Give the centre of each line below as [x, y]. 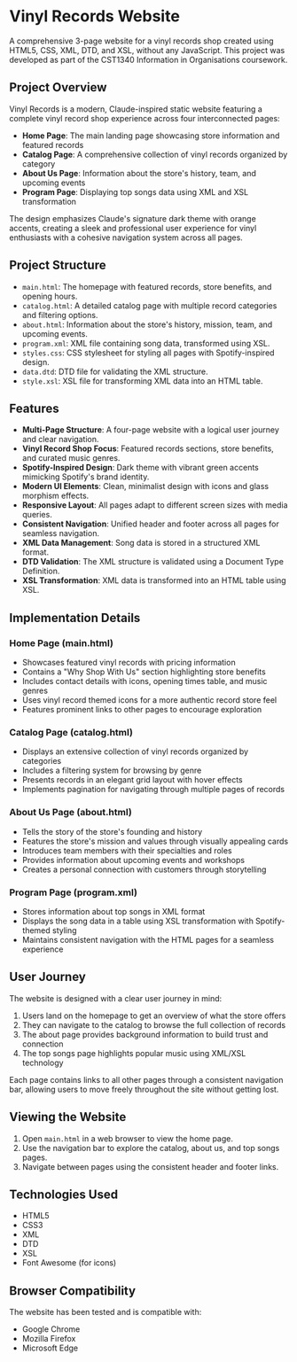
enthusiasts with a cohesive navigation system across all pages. [126, 237]
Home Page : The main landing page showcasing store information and [151, 136]
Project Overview [58, 87]
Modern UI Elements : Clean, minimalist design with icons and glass [145, 486]
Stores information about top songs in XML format [113, 911]
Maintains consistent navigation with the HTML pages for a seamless [148, 939]
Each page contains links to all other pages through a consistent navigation [146, 1079]
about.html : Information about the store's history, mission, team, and [147, 324]
